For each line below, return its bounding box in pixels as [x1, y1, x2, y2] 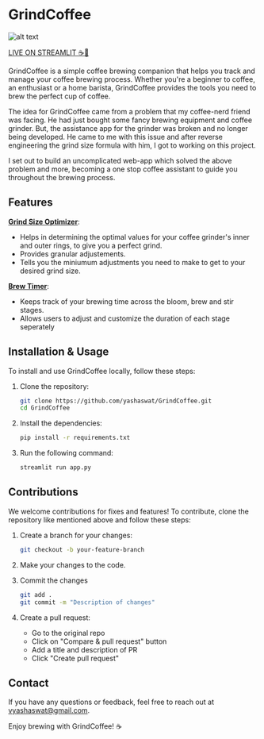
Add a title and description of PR [31, 645, 138, 654]
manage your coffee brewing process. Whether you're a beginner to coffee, [8, 74, 255, 84]
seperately [19, 321, 55, 331]
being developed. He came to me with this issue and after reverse [8, 132, 224, 141]
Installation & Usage [8, 345, 109, 359]
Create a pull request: [19, 613, 91, 622]
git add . [19, 591, 53, 599]
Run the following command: [19, 448, 113, 458]
